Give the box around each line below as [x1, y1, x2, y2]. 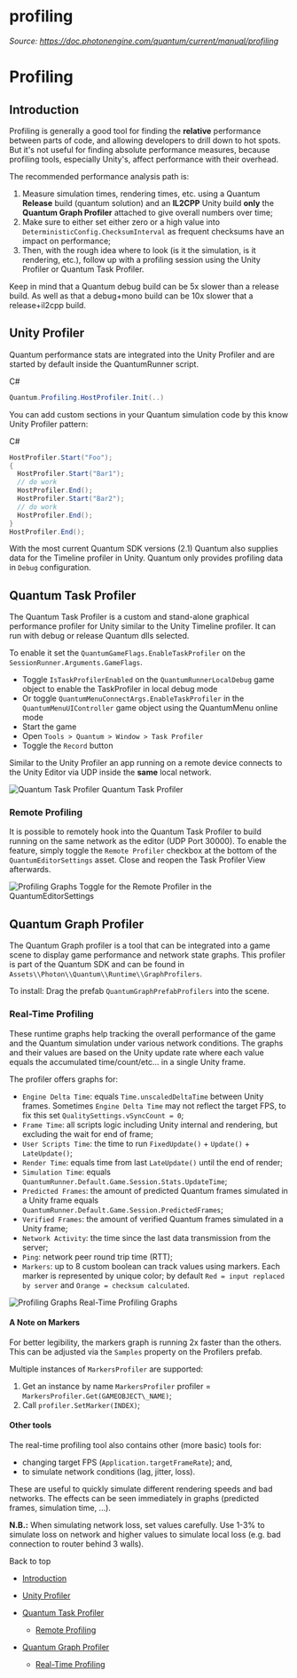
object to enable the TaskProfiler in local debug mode [21, 684, 218, 695]
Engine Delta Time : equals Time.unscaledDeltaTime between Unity [21, 1091, 264, 1101]
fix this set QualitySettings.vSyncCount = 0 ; [21, 1109, 184, 1120]
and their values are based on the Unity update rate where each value [9, 1046, 264, 1058]
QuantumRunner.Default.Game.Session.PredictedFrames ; [21, 1204, 223, 1214]
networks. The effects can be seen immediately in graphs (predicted [9, 1493, 260, 1503]
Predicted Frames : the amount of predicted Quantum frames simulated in [21, 1185, 288, 1196]
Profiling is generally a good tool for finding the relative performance [9, 125, 262, 136]
